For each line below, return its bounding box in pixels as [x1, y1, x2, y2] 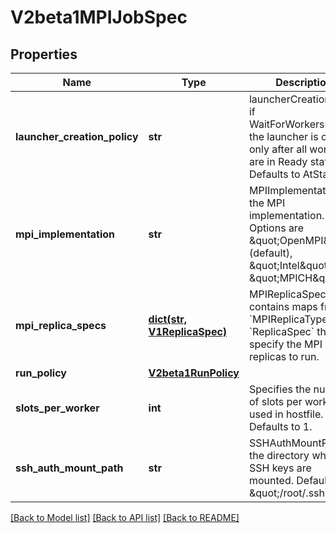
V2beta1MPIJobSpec [10, 6, 188, 29]
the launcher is [248, 130, 319, 143]
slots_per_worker [15, 401, 100, 415]
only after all [248, 142, 308, 156]
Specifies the [248, 382, 312, 396]
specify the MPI [248, 337, 323, 351]
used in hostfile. [248, 407, 324, 421]
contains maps [248, 300, 318, 313]
